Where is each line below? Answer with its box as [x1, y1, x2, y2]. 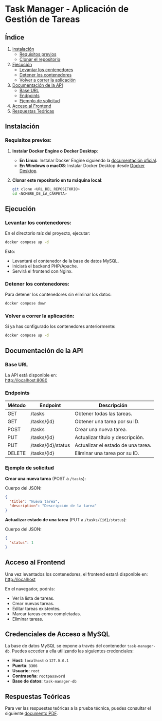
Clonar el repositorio [19, 57, 61, 62]
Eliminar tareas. [12, 616, 44, 622]
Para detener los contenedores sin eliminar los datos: [5, 291, 112, 298]
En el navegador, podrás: [5, 586, 55, 591]
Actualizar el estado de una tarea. [74, 442, 152, 449]
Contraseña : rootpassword [12, 673, 66, 679]
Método [7, 402, 26, 409]
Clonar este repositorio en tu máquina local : [12, 177, 103, 183]
